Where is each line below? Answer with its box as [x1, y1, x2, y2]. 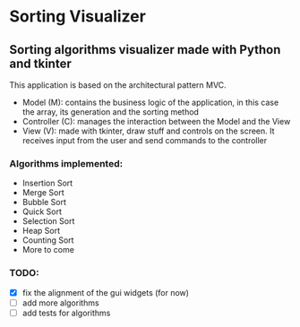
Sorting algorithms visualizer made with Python [9, 42, 281, 57]
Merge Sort [21, 187, 64, 198]
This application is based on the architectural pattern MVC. [9, 80, 227, 90]
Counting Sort [21, 235, 74, 245]
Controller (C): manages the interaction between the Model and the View [21, 116, 291, 126]
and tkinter [9, 56, 72, 71]
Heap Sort [21, 226, 61, 237]
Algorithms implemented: [9, 157, 124, 169]
